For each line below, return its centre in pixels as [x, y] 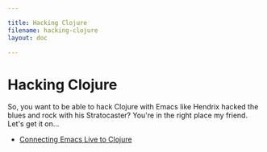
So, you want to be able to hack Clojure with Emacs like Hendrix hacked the [133, 107]
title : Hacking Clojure [48, 23]
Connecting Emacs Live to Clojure [75, 140]
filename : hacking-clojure [53, 30]
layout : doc [27, 38]
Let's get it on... [33, 124]
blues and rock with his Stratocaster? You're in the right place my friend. [127, 115]
